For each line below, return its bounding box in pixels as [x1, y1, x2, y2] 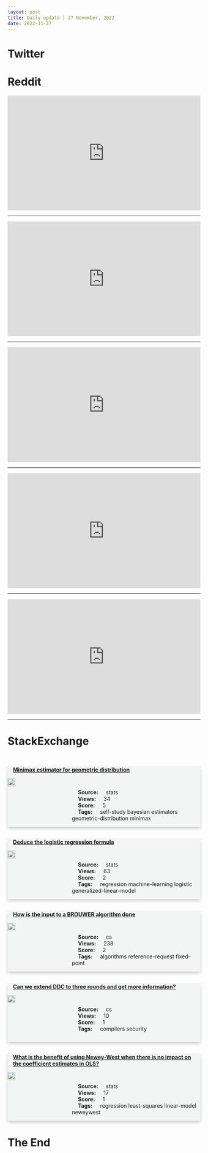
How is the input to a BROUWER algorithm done [13, 911, 136, 918]
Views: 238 [78, 940, 114, 947]
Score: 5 [78, 802, 106, 809]
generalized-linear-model [72, 887, 136, 895]
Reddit [7, 75, 42, 89]
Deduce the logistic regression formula [13, 838, 114, 846]
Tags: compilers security [78, 1025, 147, 1032]
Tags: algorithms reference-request [78, 953, 174, 960]
